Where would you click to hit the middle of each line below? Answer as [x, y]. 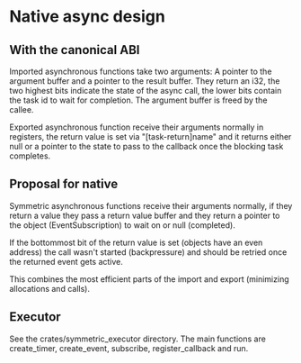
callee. [22, 109]
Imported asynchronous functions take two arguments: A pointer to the [141, 71]
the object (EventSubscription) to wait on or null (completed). [122, 225]
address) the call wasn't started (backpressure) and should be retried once [148, 252]
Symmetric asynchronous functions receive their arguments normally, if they [151, 205]
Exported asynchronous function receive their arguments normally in [137, 127]
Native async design [88, 17]
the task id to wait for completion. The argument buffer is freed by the [138, 100]
